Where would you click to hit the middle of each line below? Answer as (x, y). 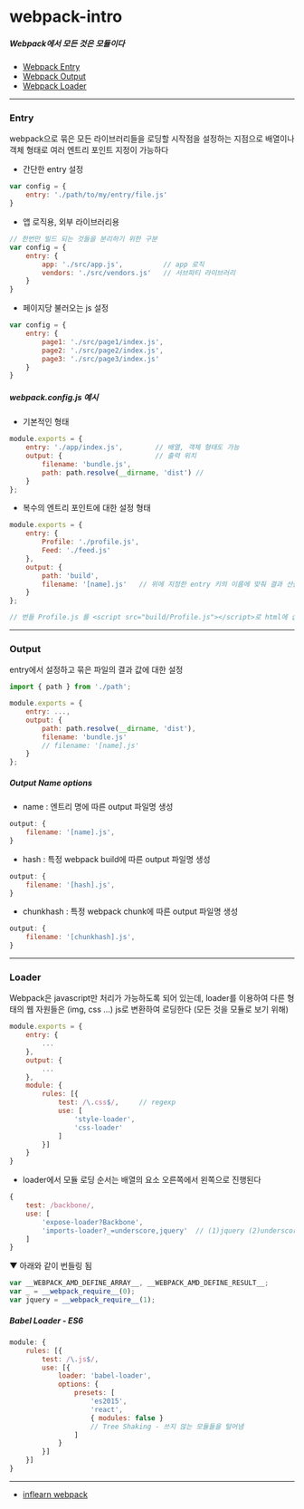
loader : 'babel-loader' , (104, 1376)
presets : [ (95, 1393)
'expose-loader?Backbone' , (93, 1222)
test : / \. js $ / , (71, 1359)
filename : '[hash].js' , (71, 885)
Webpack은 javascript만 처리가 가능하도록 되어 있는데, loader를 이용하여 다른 (147, 998)
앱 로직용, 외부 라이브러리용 (71, 222)
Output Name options (51, 783)
